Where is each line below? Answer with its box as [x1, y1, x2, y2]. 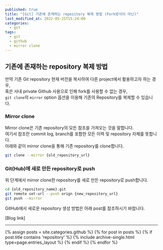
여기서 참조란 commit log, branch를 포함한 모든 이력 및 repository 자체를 [5, 131, 144, 137]
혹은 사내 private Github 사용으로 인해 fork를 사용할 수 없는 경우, [5, 89, 128, 94]
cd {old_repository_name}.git [5, 187, 66, 192]
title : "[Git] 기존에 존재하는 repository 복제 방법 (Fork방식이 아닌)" [5, 12, 139, 17]
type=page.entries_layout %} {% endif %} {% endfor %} [5, 239, 118, 245]
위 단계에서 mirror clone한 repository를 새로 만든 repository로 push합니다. [5, 177, 148, 183]
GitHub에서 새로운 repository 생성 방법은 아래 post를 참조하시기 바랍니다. [5, 205, 145, 211]
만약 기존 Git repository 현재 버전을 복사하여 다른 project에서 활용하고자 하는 [5, 76, 151, 82]
